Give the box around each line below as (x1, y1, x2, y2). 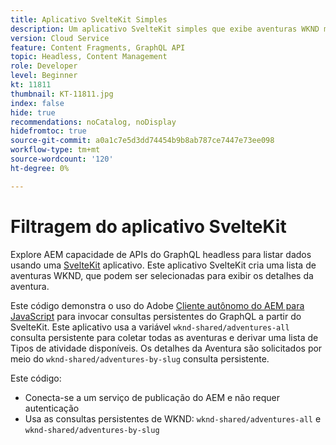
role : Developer (10, 61, 78, 71)
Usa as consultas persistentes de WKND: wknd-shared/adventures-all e (24, 412, 322, 425)
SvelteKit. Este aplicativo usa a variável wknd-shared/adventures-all (10, 321, 290, 333)
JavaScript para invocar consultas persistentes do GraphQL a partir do (10, 310, 302, 322)
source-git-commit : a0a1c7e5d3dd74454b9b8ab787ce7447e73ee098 (10, 136, 275, 146)
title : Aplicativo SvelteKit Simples (10, 14, 168, 25)
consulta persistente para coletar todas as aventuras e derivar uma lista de (10, 331, 319, 343)
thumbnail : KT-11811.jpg (10, 89, 114, 99)
